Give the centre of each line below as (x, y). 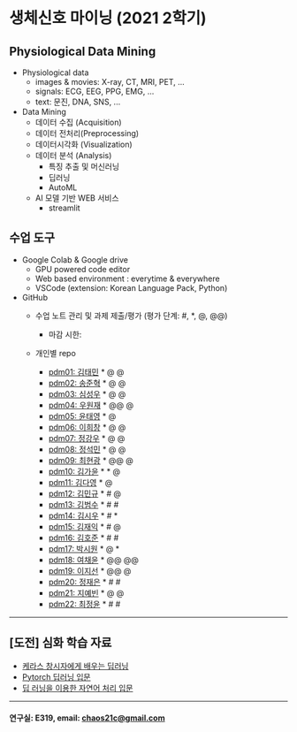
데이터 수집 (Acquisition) (78, 122)
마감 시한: (65, 334)
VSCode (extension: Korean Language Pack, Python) (131, 287)
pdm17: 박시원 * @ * (84, 548)
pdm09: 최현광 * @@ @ (91, 460)
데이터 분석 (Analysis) (73, 155)
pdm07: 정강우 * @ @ (87, 438)
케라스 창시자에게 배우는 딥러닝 (75, 666)
